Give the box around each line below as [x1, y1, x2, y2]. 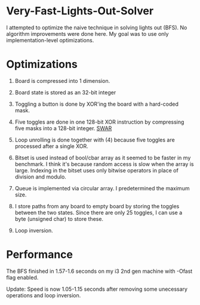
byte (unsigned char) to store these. [14, 215, 103, 222]
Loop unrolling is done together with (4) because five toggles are [14, 136, 175, 143]
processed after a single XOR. [14, 142, 88, 150]
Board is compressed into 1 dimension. [14, 77, 110, 84]
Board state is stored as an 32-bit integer [14, 88, 116, 96]
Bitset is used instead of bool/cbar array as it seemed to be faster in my [14, 154, 191, 161]
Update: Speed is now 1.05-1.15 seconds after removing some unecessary [6, 285, 188, 292]
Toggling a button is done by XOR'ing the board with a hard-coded [14, 100, 179, 107]
